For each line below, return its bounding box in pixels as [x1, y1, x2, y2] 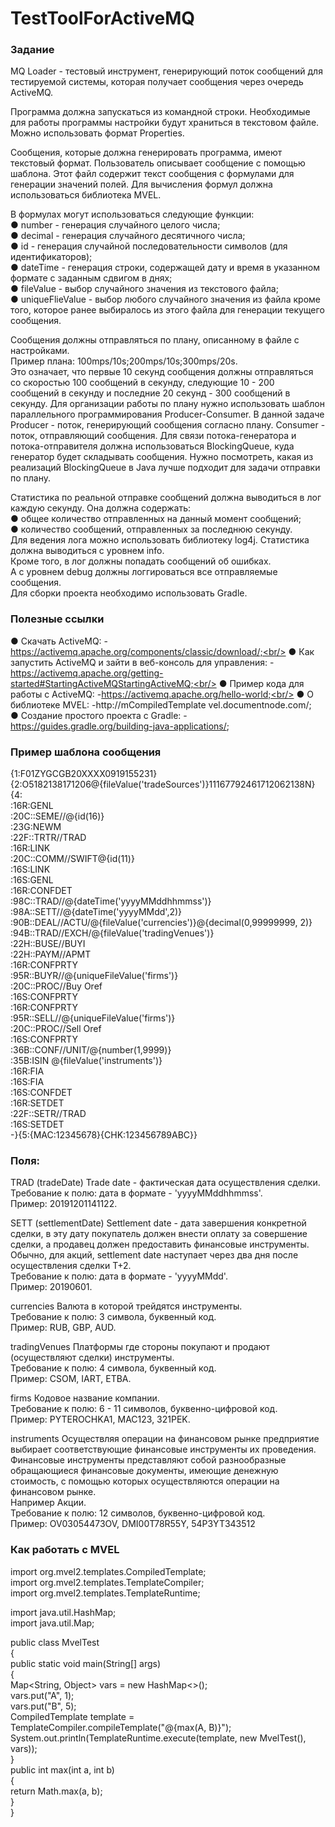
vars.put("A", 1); [10, 1689, 75, 1701]
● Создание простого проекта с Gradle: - [10, 709, 188, 721]
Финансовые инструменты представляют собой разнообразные [10, 1454, 287, 1466]
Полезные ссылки [10, 612, 105, 626]
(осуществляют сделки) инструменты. [10, 1352, 175, 1364]
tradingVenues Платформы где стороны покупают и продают [10, 1341, 271, 1353]
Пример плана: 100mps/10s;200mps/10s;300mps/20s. [10, 355, 238, 367]
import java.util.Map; [10, 1617, 95, 1629]
